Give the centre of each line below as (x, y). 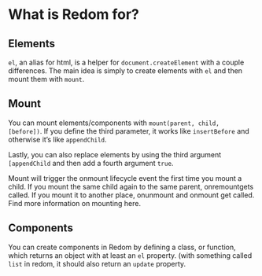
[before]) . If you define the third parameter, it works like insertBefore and (129, 131)
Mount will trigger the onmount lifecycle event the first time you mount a (125, 178)
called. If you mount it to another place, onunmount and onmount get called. (131, 195)
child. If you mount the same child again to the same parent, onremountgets (131, 186)
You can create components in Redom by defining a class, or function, (122, 247)
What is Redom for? (74, 15)
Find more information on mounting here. (75, 203)
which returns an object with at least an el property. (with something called (130, 255)
